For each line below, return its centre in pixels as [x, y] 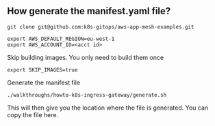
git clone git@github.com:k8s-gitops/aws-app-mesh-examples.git [101, 27]
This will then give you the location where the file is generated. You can [108, 108]
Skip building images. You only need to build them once [86, 57]
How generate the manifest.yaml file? [89, 11]
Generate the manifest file [44, 82]
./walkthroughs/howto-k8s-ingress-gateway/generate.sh [87, 95]
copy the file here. [33, 114]
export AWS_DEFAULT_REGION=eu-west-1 [61, 39]
